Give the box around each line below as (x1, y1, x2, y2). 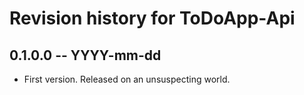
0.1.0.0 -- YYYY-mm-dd (9, 47, 162, 64)
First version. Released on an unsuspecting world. (23, 73, 231, 85)
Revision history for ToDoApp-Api (9, 7, 296, 30)
